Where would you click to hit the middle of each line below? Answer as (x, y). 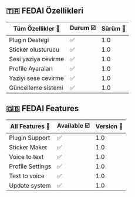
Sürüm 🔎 (114, 29)
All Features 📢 (30, 126)
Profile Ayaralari (31, 68)
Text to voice (27, 176)
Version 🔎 (109, 126)
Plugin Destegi (29, 40)
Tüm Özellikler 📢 (37, 29)
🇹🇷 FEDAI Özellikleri (45, 11)
